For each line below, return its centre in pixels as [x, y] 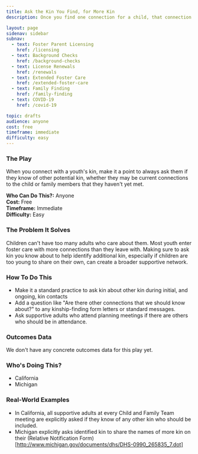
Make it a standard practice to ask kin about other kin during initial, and [101, 290]
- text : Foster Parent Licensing [53, 45]
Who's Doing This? [34, 366]
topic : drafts [24, 116]
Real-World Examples [38, 400]
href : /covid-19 [37, 105]
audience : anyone [27, 121]
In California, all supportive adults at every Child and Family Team [94, 412]
